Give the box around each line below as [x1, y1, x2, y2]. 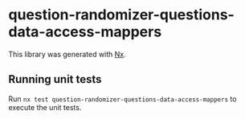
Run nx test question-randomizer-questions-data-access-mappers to [8, 94, 237, 104]
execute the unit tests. [8, 102, 82, 112]
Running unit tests [8, 72, 102, 86]
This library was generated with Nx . [8, 49, 126, 59]
